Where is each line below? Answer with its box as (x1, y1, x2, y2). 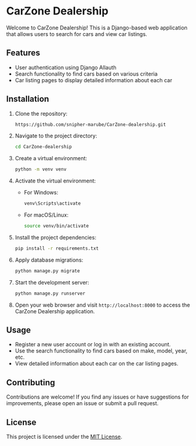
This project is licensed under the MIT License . (6, 433, 123, 440)
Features (6, 48, 40, 58)
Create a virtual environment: (14, 155, 87, 162)
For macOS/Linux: (23, 211, 69, 218)
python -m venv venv (14, 166, 67, 172)
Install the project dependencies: (14, 234, 97, 241)
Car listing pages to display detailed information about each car (14, 76, 173, 83)
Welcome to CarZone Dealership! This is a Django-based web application (6, 24, 188, 31)
